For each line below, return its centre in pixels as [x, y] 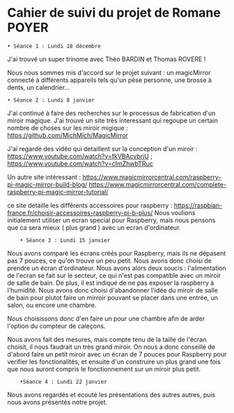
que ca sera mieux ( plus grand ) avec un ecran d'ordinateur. [94, 227]
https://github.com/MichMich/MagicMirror [68, 135]
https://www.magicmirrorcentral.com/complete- [157, 184]
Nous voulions [175, 212]
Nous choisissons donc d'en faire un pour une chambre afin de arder [106, 318]
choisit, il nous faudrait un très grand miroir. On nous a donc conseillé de [111, 347]
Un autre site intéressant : [44, 177]
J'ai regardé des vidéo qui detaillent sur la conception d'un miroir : [102, 148]
